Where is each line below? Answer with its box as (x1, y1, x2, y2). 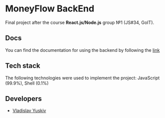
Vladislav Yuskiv (12, 108, 46, 114)
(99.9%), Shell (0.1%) (5, 80, 49, 86)
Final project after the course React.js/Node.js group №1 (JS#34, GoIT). (5, 19, 154, 25)
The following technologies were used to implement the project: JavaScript (5, 75, 160, 81)
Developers (5, 94, 42, 103)
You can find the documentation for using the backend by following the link (5, 47, 160, 53)
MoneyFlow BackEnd (5, 3, 94, 14)
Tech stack (5, 62, 40, 70)
